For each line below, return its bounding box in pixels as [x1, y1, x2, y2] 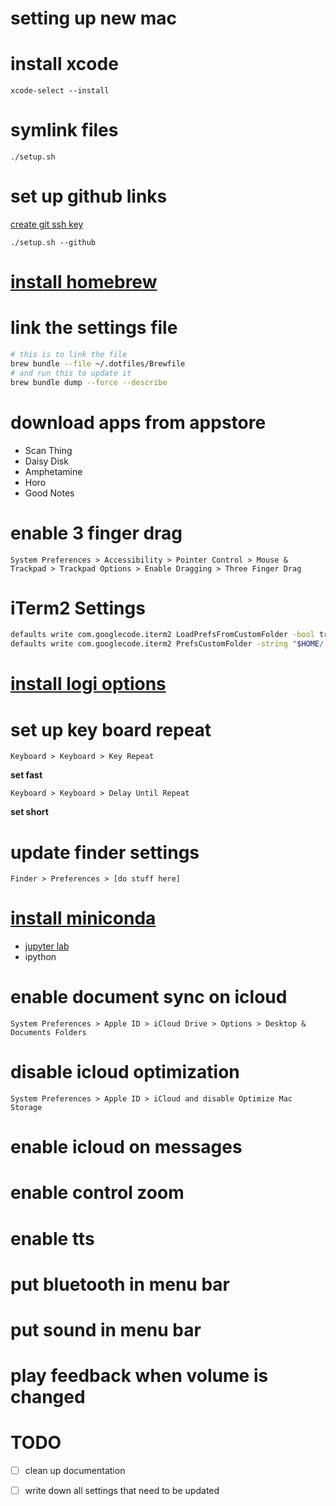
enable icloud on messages [10, 1136, 243, 1159]
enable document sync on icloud [10, 986, 288, 1009]
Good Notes [24, 487, 75, 499]
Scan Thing [24, 444, 73, 456]
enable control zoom [10, 1182, 185, 1204]
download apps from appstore [10, 411, 267, 434]
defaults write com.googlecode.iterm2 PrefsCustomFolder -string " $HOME [10, 639, 320, 649]
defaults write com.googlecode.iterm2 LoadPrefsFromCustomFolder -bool [10, 630, 315, 640]
